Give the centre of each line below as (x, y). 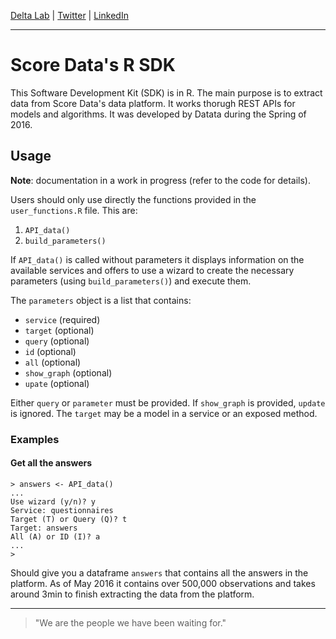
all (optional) (53, 362)
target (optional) (59, 330)
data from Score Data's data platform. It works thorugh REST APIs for (153, 103)
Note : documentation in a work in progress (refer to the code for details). (160, 180)
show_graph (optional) (68, 372)
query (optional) (57, 341)
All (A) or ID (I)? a (55, 536)
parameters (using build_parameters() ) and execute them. (131, 281)
